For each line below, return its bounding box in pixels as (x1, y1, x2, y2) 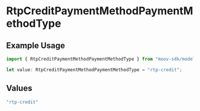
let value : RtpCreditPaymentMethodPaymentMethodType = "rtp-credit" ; (6, 66, 183, 72)
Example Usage (6, 40, 65, 50)
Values (6, 83, 33, 93)
